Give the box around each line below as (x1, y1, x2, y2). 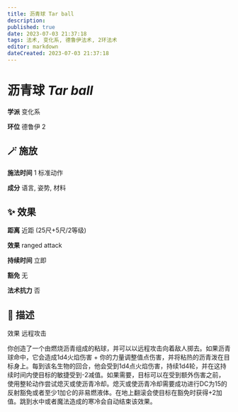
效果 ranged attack (7, 241, 62, 250)
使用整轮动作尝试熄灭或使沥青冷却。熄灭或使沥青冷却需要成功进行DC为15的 (7, 379, 228, 388)
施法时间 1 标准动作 (7, 168, 64, 177)
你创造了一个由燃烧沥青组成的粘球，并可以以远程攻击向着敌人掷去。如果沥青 (7, 344, 231, 353)
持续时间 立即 (7, 256, 47, 265)
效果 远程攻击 (7, 329, 47, 338)
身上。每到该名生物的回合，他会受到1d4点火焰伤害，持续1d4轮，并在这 (13, 362, 221, 370)
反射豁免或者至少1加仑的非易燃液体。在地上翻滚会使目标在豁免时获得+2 (7, 389, 217, 397)
